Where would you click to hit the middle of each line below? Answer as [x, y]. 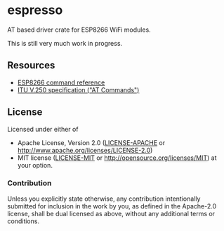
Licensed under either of [43, 129]
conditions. [24, 221]
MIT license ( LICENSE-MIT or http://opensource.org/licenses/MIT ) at [117, 158]
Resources [31, 65]
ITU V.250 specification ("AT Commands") [78, 89]
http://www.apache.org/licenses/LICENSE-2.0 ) [85, 150]
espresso [35, 10]
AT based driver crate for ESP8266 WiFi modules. [79, 30]
